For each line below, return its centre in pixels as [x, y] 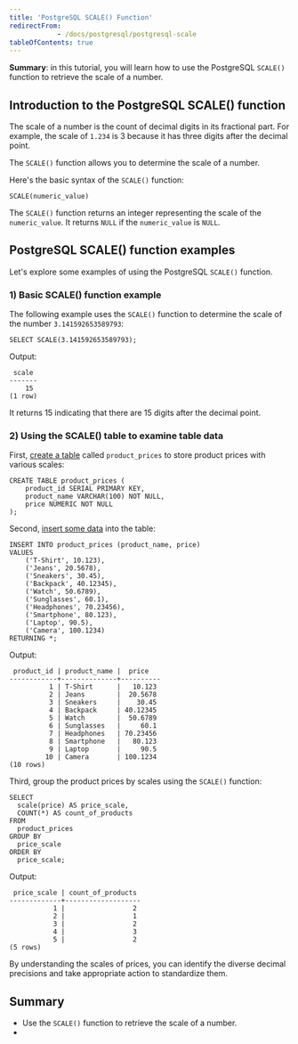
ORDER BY [25, 852]
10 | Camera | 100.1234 [101, 757]
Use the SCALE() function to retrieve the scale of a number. [129, 1023]
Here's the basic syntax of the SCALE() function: [97, 180]
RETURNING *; [33, 639]
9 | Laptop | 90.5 [103, 749]
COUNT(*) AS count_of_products [75, 813]
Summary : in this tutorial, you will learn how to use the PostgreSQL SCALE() [147, 68]
